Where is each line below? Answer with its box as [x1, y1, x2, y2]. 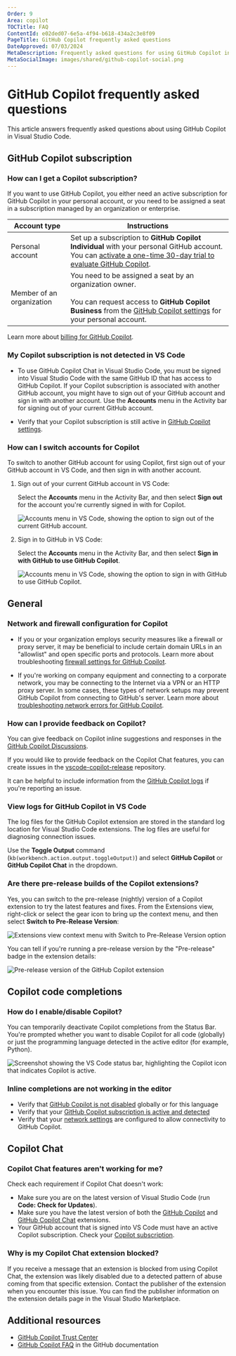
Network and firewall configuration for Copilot [7, 619, 169, 629]
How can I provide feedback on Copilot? [7, 718, 146, 728]
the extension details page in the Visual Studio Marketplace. [7, 1294, 181, 1303]
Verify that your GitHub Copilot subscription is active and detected [17, 1107, 210, 1115]
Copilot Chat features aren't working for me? [7, 1163, 163, 1173]
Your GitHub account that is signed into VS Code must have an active [17, 1223, 218, 1232]
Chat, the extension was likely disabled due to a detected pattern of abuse [7, 1272, 223, 1280]
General [7, 598, 44, 610]
